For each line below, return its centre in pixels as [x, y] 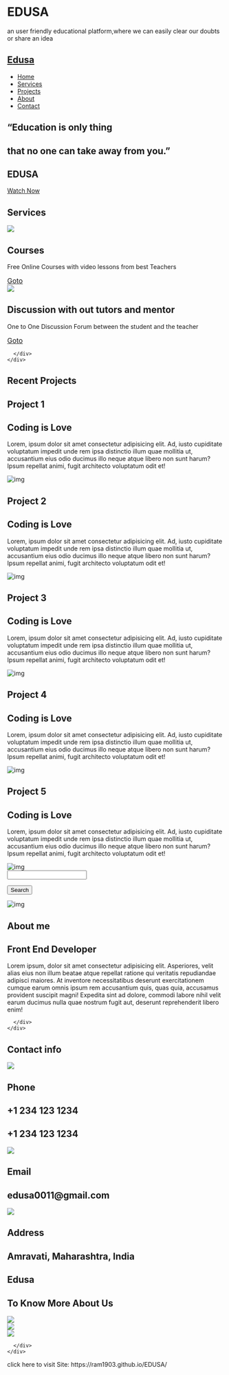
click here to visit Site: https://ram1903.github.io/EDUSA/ [87, 1364]
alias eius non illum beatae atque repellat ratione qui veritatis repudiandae [112, 973]
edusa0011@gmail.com [58, 1195]
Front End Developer [52, 949]
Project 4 [27, 695]
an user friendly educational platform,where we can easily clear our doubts [113, 31]
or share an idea [30, 38]
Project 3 [27, 598]
